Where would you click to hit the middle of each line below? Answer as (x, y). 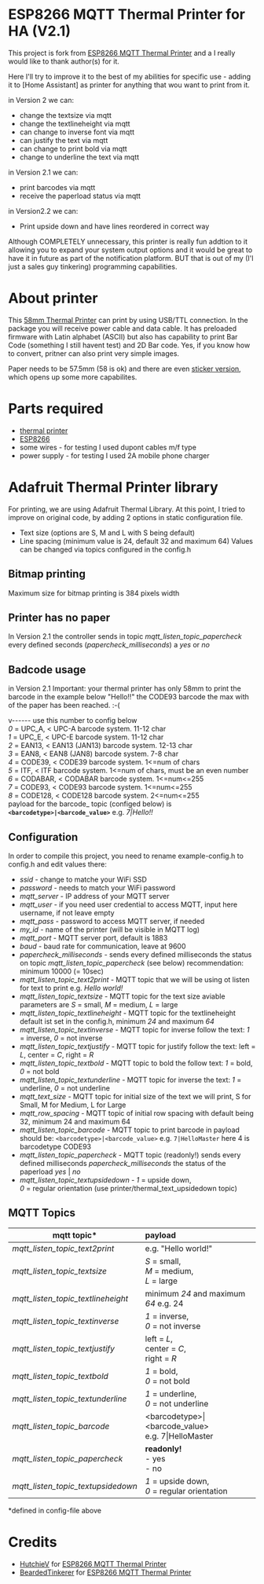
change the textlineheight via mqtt (75, 123)
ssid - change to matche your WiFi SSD (83, 879)
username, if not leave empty (67, 913)
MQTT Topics (42, 1213)
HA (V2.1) (39, 31)
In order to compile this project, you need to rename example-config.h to (126, 856)
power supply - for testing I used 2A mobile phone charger (114, 455)
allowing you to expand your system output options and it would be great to (130, 250)
